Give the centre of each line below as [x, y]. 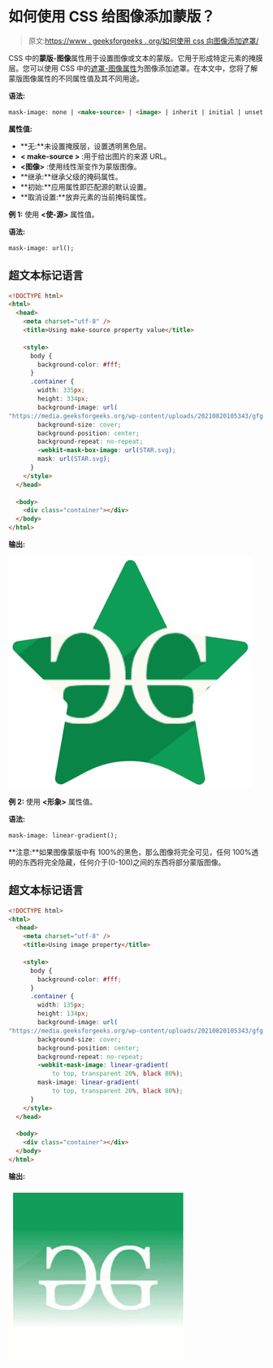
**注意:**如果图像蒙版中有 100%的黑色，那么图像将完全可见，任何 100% [130, 852]
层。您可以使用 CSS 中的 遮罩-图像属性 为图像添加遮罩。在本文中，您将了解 [133, 68]
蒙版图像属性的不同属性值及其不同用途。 [76, 78]
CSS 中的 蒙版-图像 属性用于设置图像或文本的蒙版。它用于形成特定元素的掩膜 [136, 58]
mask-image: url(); [41, 248]
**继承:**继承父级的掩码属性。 [71, 177]
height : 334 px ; [63, 399]
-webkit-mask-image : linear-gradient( [103, 1065]
